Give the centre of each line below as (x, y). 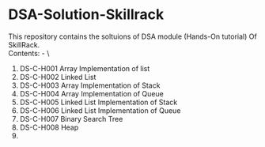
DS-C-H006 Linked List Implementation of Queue (100, 110)
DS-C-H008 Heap (49, 127)
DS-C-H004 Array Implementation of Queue (91, 93)
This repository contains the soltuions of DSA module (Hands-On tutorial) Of (132, 36)
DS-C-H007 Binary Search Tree (71, 119)
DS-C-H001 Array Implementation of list (85, 68)
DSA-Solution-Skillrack (86, 15)
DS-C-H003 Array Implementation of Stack (90, 85)
